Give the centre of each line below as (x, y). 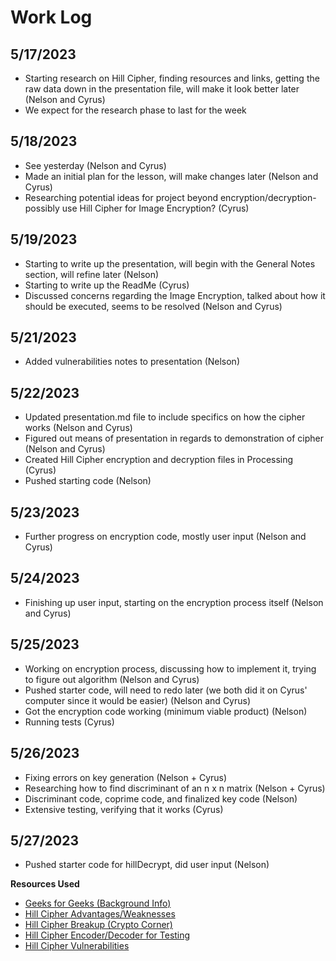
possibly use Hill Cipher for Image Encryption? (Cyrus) (137, 208)
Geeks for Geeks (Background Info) (98, 903)
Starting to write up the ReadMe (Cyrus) (107, 285)
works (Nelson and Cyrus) (78, 428)
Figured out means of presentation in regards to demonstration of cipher (174, 438)
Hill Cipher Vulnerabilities (77, 946)
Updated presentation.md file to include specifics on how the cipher (165, 417)
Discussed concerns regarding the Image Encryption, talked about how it (175, 295)
